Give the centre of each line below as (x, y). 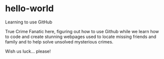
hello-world (30, 9)
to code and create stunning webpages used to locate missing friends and (81, 37)
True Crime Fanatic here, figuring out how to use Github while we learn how (82, 31)
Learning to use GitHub (29, 22)
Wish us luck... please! (28, 51)
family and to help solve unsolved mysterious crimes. (59, 41)
